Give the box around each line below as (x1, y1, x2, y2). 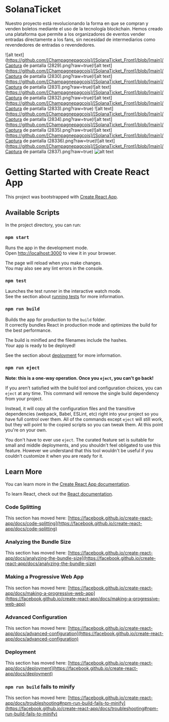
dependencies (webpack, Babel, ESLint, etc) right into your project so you (5, 411, 159, 417)
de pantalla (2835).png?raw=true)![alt (23, 127, 102, 133)
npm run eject (5, 365, 40, 371)
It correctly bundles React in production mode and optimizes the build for (5, 322, 157, 328)
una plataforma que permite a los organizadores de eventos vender (5, 31, 145, 37)
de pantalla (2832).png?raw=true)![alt (23, 95, 102, 101)
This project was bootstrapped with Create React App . (5, 193, 119, 199)
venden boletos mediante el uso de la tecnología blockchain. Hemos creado (5, 25, 163, 31)
